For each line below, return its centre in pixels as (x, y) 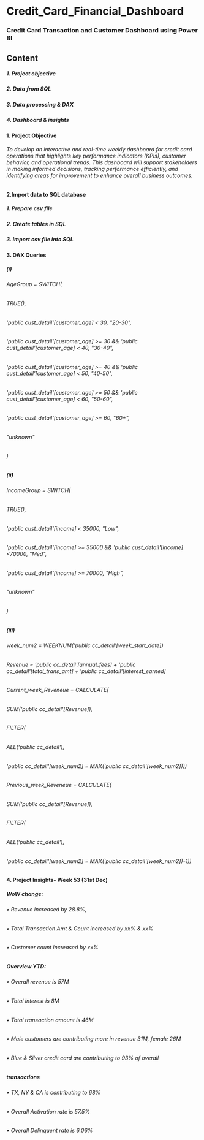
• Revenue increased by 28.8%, (47, 910)
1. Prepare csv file (30, 208)
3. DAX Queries (26, 255)
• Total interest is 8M (33, 1001)
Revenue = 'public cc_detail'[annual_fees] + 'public (71, 664)
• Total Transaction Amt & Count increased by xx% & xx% (80, 928)
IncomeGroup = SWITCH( (39, 490)
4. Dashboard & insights (38, 120)
